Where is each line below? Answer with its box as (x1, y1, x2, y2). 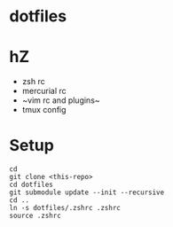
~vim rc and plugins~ (21, 95, 100, 106)
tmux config (21, 105, 67, 115)
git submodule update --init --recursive (9, 188, 165, 197)
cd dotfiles (9, 180, 53, 190)
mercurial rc (21, 86, 67, 97)
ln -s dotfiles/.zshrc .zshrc (9, 204, 122, 213)
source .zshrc (9, 211, 62, 221)
